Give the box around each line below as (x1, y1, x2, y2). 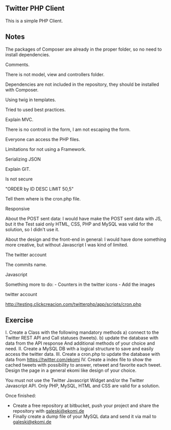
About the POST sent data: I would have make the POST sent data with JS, (5, 215, 162, 221)
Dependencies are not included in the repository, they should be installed (5, 81, 159, 87)
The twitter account (5, 252, 47, 258)
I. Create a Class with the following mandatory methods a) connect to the (5, 329, 159, 335)
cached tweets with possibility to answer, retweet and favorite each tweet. (5, 362, 162, 368)
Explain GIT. (5, 166, 31, 172)
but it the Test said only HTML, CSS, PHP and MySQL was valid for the (5, 221, 154, 227)
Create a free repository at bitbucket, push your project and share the (12, 402, 159, 409)
